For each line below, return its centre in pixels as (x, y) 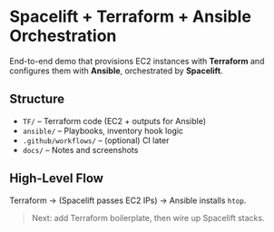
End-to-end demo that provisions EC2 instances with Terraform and (137, 61)
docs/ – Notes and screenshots (80, 150)
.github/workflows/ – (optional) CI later (96, 140)
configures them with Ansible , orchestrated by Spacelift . (117, 71)
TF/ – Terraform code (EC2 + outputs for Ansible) (114, 121)
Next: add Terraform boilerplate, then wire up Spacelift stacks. (148, 217)
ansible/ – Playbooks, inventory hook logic (103, 130)
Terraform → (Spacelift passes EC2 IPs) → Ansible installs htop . (128, 200)
